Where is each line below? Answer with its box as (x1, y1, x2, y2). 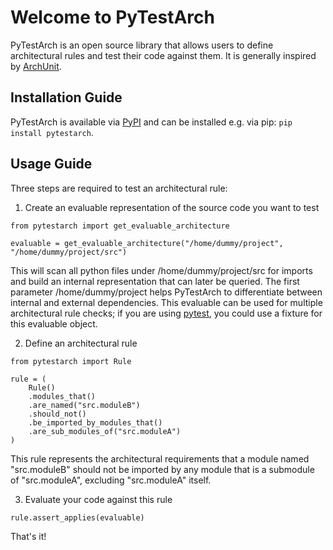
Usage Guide (10, 156, 93, 173)
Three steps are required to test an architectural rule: (10, 182, 228, 194)
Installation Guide (10, 89, 123, 106)
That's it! (10, 530, 47, 542)
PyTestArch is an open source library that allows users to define (10, 39, 274, 51)
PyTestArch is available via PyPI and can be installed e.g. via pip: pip (10, 116, 293, 128)
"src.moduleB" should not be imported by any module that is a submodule (10, 463, 315, 475)
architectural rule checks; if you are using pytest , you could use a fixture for (10, 307, 323, 319)
